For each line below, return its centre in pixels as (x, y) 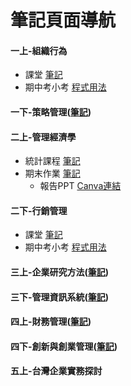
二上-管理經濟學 (43, 137)
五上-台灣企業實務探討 (56, 371)
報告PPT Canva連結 (80, 186)
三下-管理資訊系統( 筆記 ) (60, 297)
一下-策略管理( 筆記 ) (51, 112)
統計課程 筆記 (52, 161)
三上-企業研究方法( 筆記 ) (60, 272)
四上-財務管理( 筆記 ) (51, 322)
